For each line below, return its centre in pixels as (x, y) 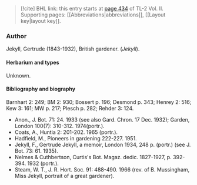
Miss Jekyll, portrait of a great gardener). (64, 176)
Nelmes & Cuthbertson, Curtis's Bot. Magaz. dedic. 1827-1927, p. (93, 157)
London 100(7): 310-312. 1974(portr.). (59, 126)
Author (16, 36)
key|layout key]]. (41, 21)
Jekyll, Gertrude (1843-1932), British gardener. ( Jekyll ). (73, 49)
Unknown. (19, 75)
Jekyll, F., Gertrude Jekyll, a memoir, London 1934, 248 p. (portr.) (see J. (103, 144)
